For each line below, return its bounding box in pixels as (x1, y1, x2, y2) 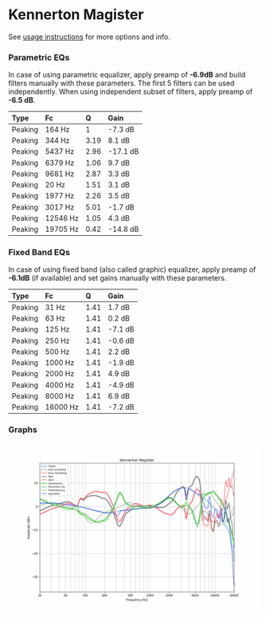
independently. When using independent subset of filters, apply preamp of (8, 87, 253, 96)
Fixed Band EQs (8, 246, 70, 257)
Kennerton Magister (8, 6, 144, 24)
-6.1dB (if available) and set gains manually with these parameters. (8, 273, 227, 283)
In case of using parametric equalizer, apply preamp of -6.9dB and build (8, 70, 246, 80)
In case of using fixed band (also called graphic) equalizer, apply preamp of (8, 265, 256, 274)
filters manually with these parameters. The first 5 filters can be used (8, 78, 235, 88)
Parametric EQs (8, 52, 70, 63)
